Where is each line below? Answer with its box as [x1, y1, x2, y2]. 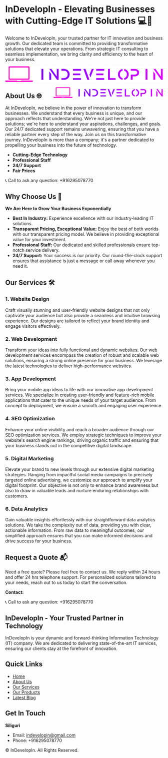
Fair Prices [12, 168, 35, 174]
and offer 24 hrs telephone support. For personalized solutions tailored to [5, 574, 156, 580]
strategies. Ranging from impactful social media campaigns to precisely [5, 472, 152, 478]
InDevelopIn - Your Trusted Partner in [5, 614, 124, 622]
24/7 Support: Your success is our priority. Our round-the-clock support [12, 253, 162, 259]
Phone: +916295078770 [12, 737, 62, 743]
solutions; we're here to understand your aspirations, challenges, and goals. [5, 121, 161, 127]
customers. [5, 493, 28, 499]
